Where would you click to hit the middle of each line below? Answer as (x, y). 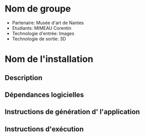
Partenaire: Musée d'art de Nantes (48, 23)
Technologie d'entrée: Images (43, 33)
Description (23, 78)
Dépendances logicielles (44, 94)
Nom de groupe (38, 9)
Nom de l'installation (49, 59)
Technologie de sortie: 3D (39, 39)
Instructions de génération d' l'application (72, 112)
